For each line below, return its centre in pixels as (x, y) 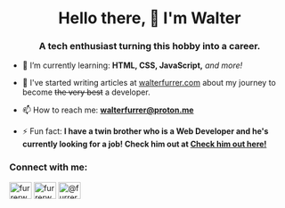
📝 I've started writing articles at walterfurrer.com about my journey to (149, 83)
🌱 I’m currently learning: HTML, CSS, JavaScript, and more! (132, 65)
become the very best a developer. (86, 92)
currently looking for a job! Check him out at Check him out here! (144, 144)
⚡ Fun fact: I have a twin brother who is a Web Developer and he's (145, 131)
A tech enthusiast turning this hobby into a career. (150, 46)
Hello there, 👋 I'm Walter (150, 18)
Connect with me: (49, 167)
